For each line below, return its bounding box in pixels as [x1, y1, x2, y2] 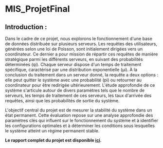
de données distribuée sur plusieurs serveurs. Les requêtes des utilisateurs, [5, 41, 157, 47]
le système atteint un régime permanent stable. [5, 128, 100, 133]
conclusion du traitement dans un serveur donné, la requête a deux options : [5, 72, 159, 77]
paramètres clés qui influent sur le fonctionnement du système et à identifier [5, 118, 159, 123]
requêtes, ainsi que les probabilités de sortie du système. [5, 98, 120, 103]
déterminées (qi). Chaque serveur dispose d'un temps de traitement [5, 62, 142, 67]
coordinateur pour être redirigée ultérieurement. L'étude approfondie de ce [5, 82, 155, 88]
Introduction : [5, 23, 47, 31]
